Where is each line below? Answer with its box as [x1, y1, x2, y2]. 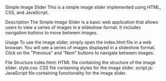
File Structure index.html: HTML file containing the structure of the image [5, 60, 156, 65]
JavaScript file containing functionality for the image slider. [5, 70, 126, 76]
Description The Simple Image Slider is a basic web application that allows [5, 19, 158, 25]
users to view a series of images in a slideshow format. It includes [5, 24, 141, 30]
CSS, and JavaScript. [5, 9, 49, 15]
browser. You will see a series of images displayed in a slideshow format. [5, 45, 156, 50]
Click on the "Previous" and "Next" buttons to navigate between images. [5, 50, 154, 56]
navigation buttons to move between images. [5, 30, 98, 35]
